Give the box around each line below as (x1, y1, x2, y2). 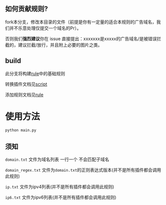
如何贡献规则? (5, 4, 48, 13)
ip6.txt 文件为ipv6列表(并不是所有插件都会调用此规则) (5, 195, 116, 201)
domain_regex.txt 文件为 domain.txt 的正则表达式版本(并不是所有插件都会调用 (5, 167, 162, 173)
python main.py (5, 127, 37, 133)
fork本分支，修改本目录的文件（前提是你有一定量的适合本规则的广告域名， (5, 19, 157, 25)
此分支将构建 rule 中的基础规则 (5, 70, 65, 76)
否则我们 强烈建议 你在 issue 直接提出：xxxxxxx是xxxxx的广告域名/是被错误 (5, 35, 157, 41)
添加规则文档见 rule (5, 92, 44, 98)
